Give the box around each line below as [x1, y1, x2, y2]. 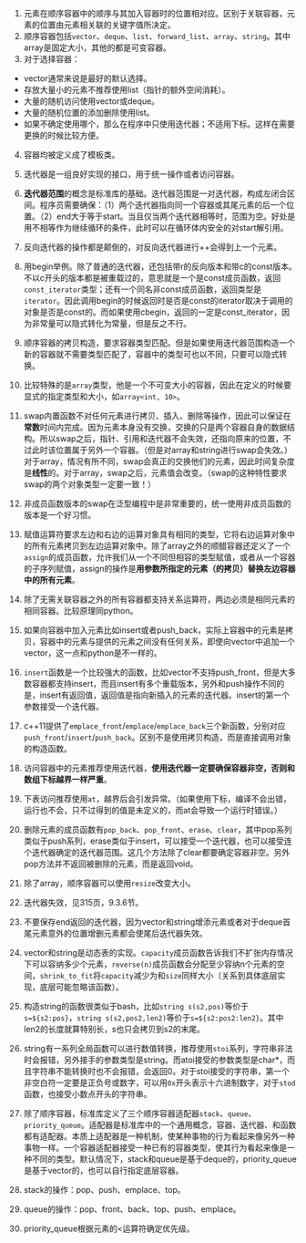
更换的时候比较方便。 [23, 130, 104, 140]
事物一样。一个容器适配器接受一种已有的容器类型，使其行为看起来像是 [23, 1143, 288, 1153]
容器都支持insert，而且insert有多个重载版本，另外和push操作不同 [31, 678, 277, 689]
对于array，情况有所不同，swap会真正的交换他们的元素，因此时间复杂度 [23, 456, 295, 467]
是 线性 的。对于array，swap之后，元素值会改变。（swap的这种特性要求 [23, 468, 288, 478]
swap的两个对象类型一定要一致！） [23, 479, 157, 490]
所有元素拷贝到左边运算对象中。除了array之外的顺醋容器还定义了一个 [31, 541, 291, 551]
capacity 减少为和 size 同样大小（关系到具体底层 [100, 970, 278, 980]
